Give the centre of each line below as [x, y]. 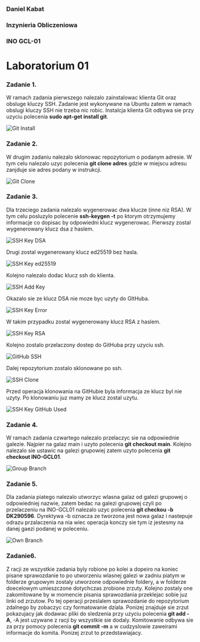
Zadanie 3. [22, 196]
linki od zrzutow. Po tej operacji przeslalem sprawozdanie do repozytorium [98, 601]
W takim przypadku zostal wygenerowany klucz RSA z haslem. [84, 322]
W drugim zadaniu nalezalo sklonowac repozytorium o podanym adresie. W [99, 157]
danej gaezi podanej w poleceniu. [47, 529]
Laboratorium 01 [48, 66]
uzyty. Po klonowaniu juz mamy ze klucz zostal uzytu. [73, 398]
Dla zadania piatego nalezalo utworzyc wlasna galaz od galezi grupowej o [97, 497]
